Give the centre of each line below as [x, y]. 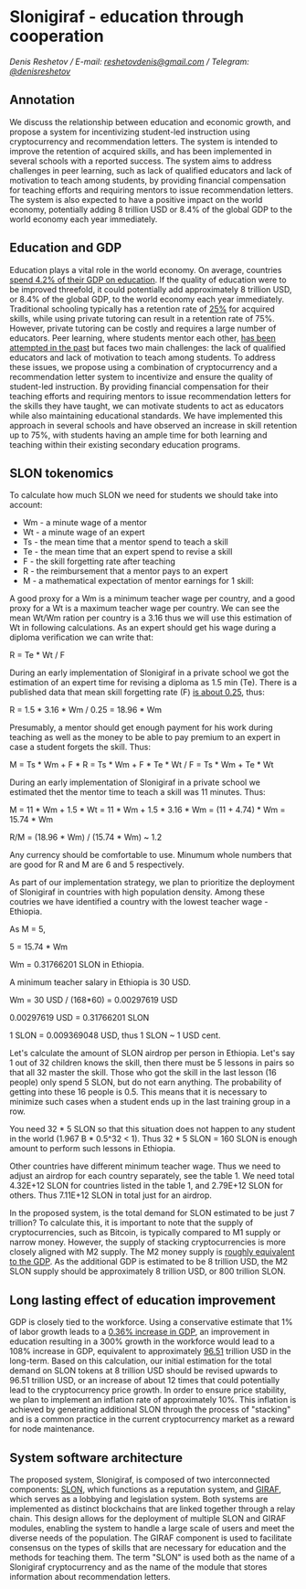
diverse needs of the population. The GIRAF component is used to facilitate [151, 1538]
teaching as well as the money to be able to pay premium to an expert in [145, 737]
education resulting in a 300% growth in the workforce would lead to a [142, 1341]
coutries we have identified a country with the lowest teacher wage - [139, 902]
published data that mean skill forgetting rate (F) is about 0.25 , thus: [137, 693]
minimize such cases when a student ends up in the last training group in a [150, 1102]
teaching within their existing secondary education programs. [125, 444]
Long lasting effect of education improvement [142, 1300]
